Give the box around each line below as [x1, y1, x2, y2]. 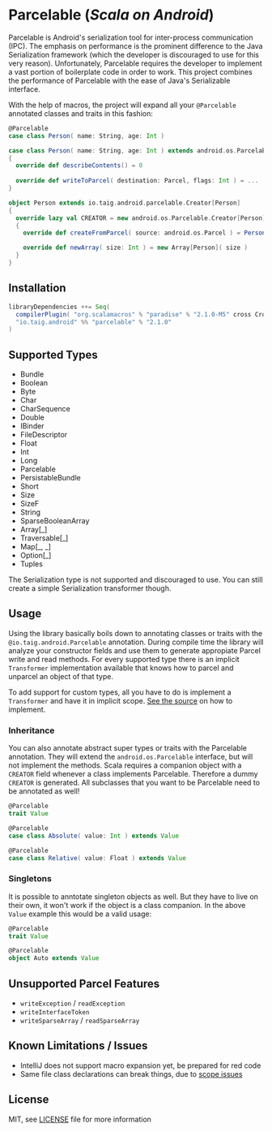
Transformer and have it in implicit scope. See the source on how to [8, 695, 233, 705]
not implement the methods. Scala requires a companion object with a [8, 760, 242, 770]
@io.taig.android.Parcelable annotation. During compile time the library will [8, 637, 264, 647]
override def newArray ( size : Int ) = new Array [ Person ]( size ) [23, 243, 249, 252]
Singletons [8, 873, 53, 885]
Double [19, 412, 45, 423]
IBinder [19, 421, 45, 431]
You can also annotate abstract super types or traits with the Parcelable [8, 743, 247, 753]
